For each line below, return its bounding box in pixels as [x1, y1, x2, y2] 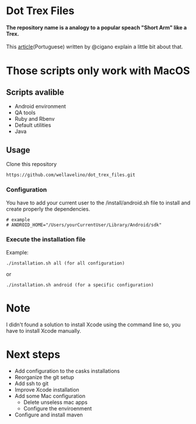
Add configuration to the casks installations [14, 367, 120, 375]
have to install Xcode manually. [6, 327, 81, 334]
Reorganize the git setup [14, 373, 75, 380]
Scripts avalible [6, 87, 65, 97]
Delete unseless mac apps [23, 399, 88, 406]
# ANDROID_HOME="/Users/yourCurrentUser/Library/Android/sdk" [6, 222, 162, 228]
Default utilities [14, 122, 51, 129]
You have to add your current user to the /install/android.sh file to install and [6, 199, 191, 206]
